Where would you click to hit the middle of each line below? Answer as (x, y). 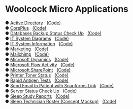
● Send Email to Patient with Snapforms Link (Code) (60, 85)
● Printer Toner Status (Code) (37, 75)
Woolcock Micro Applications (67, 9)
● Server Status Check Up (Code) (41, 91)
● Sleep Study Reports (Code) (37, 96)
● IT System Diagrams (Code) (37, 38)
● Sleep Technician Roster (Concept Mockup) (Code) (61, 101)
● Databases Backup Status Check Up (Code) (53, 33)
